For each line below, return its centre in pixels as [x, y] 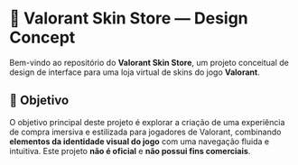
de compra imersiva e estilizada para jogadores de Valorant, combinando [145, 132]
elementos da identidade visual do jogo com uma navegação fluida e [139, 141]
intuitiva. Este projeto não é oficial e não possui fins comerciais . [130, 151]
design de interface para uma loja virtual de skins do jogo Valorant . [135, 72]
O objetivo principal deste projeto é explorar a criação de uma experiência [147, 122]
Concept [42, 37]
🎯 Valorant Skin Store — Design [129, 18]
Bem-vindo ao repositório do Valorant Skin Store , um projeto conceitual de [149, 62]
